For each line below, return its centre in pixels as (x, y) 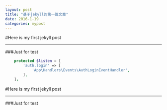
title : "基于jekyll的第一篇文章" (37, 14)
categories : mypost (25, 24)
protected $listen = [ (38, 61)
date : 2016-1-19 (22, 19)
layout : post (19, 10)
